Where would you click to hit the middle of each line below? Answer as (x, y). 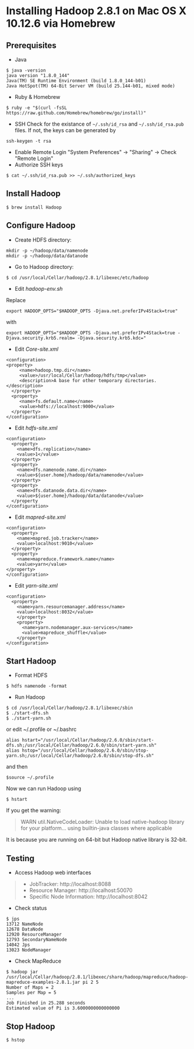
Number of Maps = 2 (30, 987)
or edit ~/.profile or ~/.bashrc (41, 729)
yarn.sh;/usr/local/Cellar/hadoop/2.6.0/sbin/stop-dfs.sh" (80, 756)
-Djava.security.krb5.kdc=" (112, 338)
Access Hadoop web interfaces (53, 872)
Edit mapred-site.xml (40, 517)
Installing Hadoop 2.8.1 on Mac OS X (96, 11)
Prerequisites (31, 45)
